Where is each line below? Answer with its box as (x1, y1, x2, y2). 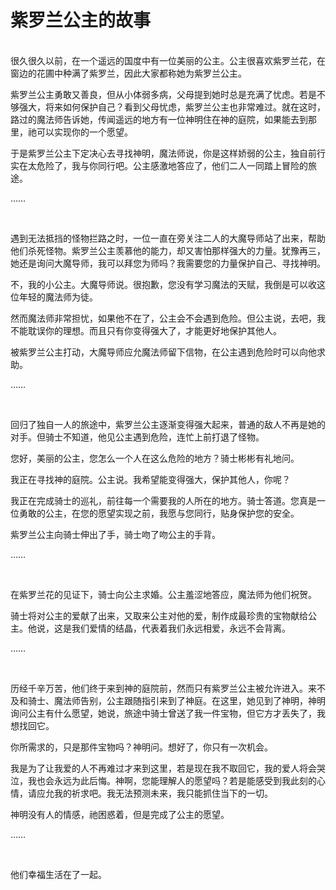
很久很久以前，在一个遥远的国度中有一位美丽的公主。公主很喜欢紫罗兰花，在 (10, 54, 326, 66)
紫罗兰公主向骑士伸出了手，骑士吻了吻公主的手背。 (10, 528, 221, 540)
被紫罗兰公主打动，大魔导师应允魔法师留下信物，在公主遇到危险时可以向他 (10, 346, 317, 358)
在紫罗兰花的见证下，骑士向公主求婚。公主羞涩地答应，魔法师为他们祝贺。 (10, 588, 317, 600)
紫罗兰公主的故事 (10, 9, 152, 32)
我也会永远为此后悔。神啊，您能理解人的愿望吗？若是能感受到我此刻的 (27, 774, 317, 786)
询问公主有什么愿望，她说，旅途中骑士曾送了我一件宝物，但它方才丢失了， (10, 707, 317, 719)
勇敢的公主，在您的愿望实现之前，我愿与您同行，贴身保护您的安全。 (18, 507, 300, 519)
